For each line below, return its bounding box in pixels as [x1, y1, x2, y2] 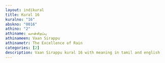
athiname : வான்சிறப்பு [5, 31, 47, 36]
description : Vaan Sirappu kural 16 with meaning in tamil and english [5, 50, 160, 55]
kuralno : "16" [5, 17, 36, 22]
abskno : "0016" [5, 21, 38, 27]
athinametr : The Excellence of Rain [5, 41, 83, 46]
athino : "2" [5, 26, 30, 31]
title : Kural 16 [5, 12, 40, 17]
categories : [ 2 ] [5, 45, 40, 50]
